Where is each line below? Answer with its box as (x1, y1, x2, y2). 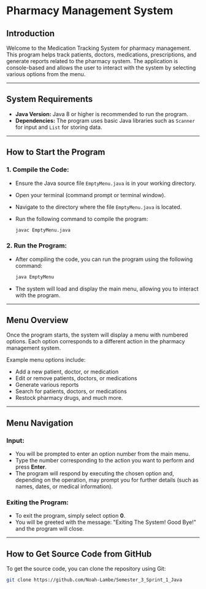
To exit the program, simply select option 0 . (15, 512, 126, 520)
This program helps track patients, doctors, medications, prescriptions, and (6, 51, 197, 58)
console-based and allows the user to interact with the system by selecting (6, 64, 196, 71)
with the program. (15, 291, 61, 298)
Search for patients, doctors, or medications (15, 388, 127, 395)
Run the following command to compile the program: (15, 215, 148, 222)
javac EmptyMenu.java (15, 227, 71, 233)
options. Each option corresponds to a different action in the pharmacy (6, 338, 185, 345)
